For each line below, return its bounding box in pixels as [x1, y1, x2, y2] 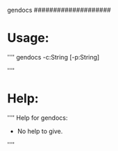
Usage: [7, 30, 50, 46]
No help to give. [17, 127, 63, 135]
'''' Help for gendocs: [7, 114, 68, 122]
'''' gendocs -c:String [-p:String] [7, 53, 100, 61]
